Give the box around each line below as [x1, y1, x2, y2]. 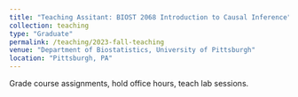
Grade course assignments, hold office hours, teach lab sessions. [9, 78, 249, 88]
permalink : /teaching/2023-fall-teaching [9, 37, 165, 47]
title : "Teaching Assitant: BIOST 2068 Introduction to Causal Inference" [9, 12, 292, 22]
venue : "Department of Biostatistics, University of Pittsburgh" [9, 46, 255, 55]
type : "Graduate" [9, 29, 74, 38]
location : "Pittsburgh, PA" [9, 54, 114, 63]
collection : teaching [9, 21, 90, 30]
